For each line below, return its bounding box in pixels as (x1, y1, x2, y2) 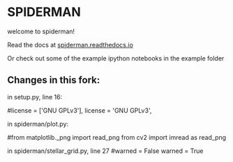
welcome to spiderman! (7, 27, 75, 35)
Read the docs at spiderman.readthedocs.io (7, 40, 134, 49)
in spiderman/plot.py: (7, 120, 68, 128)
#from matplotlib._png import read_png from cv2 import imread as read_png (7, 133, 227, 141)
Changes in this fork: (7, 74, 100, 86)
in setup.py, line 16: (7, 92, 63, 101)
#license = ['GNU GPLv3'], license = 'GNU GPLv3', (7, 106, 152, 115)
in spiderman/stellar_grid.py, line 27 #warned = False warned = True (7, 147, 204, 155)
